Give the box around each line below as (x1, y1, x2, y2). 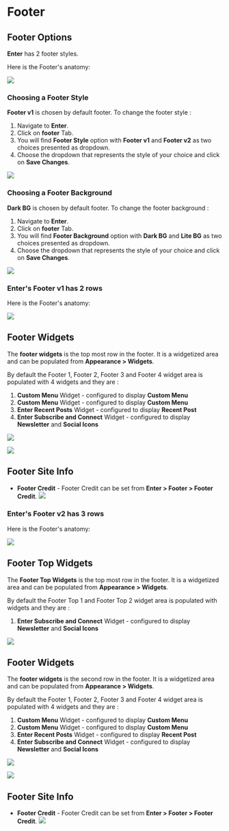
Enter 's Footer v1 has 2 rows (7, 283, 103, 293)
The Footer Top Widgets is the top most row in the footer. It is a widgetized (7, 575, 219, 583)
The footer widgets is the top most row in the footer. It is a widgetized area (7, 350, 219, 358)
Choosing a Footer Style (7, 93, 89, 102)
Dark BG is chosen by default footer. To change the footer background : (7, 204, 209, 212)
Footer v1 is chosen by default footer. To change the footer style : (7, 108, 191, 117)
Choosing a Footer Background (7, 188, 113, 197)
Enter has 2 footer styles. (7, 49, 79, 58)
